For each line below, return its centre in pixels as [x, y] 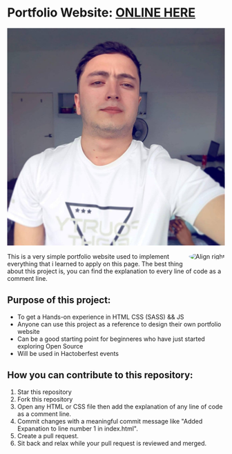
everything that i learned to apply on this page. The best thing [95, 264]
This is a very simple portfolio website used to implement [88, 256]
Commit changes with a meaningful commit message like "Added [110, 421]
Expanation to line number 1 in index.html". [77, 428]
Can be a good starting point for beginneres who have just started [111, 339]
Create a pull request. [48, 435]
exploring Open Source [50, 346]
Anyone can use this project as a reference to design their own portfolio [119, 324]
